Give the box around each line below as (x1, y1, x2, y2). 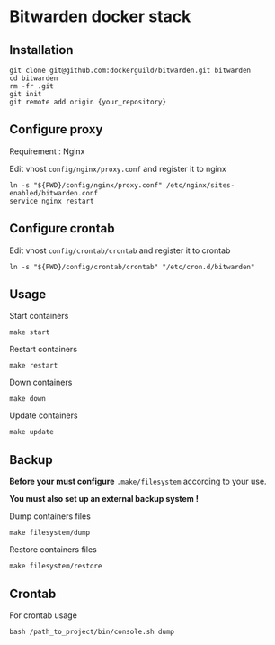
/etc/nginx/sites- (165, 180, 235, 190)
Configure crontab (9, 221, 115, 236)
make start (9, 328, 50, 337)
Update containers (9, 410, 78, 421)
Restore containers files (9, 544, 97, 555)
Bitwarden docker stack (9, 6, 191, 27)
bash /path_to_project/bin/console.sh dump (9, 628, 175, 637)
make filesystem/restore (9, 561, 102, 571)
